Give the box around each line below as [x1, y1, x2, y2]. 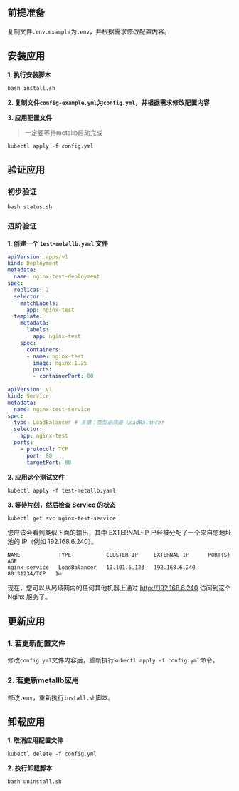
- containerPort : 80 [33, 373, 94, 380]
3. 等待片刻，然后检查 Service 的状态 [7, 500, 116, 509]
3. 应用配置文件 [7, 113, 53, 121]
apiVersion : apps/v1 [7, 253, 69, 261]
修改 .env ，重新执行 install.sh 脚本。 [7, 693, 115, 702]
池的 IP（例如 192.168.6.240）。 [7, 537, 98, 545]
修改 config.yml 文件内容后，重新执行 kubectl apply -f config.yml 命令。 [7, 656, 219, 665]
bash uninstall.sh [7, 778, 62, 785]
